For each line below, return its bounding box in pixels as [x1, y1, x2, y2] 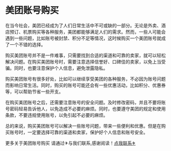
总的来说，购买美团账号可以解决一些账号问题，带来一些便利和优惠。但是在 [5, 123, 161, 129]
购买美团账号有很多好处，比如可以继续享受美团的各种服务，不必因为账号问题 [5, 76, 166, 82]
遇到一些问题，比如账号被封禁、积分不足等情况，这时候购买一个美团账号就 [5, 35, 161, 41]
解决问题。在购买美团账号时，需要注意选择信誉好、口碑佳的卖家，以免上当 [5, 58, 161, 65]
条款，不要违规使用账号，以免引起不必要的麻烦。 [5, 112, 108, 118]
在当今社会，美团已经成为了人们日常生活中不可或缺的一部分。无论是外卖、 [5, 22, 161, 28]
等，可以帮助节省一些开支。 [5, 88, 64, 95]
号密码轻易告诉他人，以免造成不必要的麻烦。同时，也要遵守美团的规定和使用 [5, 105, 166, 112]
